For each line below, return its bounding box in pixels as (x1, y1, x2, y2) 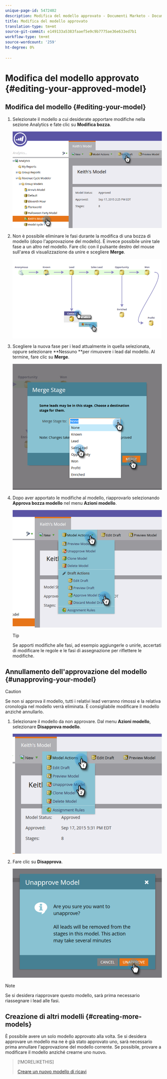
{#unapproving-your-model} (5, 675, 96, 684)
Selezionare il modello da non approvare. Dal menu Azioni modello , (12, 718, 151, 724)
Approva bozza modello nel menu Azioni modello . (12, 500, 117, 506)
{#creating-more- (85, 1012, 142, 1021)
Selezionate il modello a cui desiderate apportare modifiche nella (12, 116, 146, 122)
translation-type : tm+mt (5, 24, 57, 29)
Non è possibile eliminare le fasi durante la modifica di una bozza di (12, 233, 151, 239)
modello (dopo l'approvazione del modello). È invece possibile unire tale (12, 238, 160, 244)
